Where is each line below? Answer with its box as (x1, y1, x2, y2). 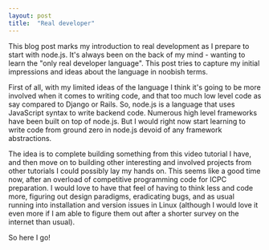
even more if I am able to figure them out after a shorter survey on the (8, 208, 239, 218)
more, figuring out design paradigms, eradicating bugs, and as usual (8, 192, 235, 201)
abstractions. (8, 133, 52, 143)
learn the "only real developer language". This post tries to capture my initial (8, 58, 260, 68)
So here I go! (8, 232, 51, 242)
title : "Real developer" (8, 19, 95, 27)
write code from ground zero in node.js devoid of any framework (8, 125, 222, 135)
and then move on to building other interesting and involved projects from (8, 157, 251, 167)
